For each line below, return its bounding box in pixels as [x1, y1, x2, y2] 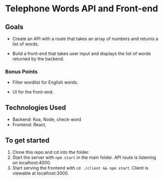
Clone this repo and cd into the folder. [12, 149, 90, 155]
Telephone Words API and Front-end [5, 3, 159, 14]
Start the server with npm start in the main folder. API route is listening [12, 154, 156, 160]
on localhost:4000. [12, 159, 51, 166]
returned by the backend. [12, 56, 64, 62]
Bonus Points [5, 68, 38, 75]
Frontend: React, [12, 122, 47, 128]
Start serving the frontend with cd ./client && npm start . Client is [12, 165, 149, 171]
